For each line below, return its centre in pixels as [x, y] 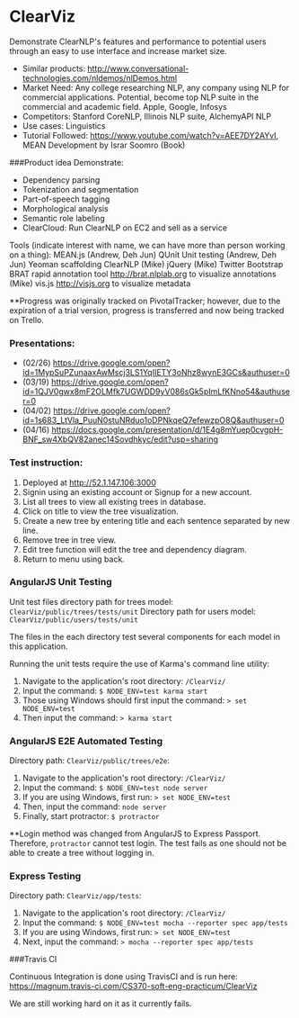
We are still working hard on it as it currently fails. [101, 1004]
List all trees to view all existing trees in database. [114, 501]
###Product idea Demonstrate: [66, 162]
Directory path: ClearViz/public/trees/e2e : [90, 761]
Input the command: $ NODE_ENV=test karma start [115, 690]
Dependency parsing [61, 180]
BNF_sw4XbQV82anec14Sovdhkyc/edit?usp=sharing [120, 439]
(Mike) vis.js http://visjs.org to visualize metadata [100, 283]
